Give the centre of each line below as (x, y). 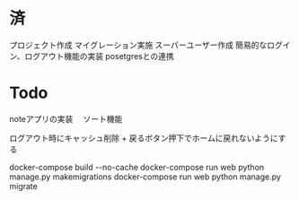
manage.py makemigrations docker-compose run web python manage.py (145, 177)
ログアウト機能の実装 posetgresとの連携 (100, 56)
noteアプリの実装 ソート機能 (66, 118)
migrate (23, 186)
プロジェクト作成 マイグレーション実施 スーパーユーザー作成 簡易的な (138, 45)
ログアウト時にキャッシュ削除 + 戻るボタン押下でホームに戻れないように (144, 138)
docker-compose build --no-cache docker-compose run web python (137, 167)
